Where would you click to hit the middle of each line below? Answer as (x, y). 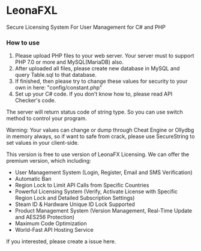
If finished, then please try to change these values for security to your (101, 81)
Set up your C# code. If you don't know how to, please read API (94, 94)
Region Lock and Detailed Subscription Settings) (75, 198)
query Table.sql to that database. (56, 75)
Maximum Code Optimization (51, 223)
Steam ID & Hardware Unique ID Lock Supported (75, 204)
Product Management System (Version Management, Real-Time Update (103, 211)
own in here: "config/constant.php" (58, 88)
